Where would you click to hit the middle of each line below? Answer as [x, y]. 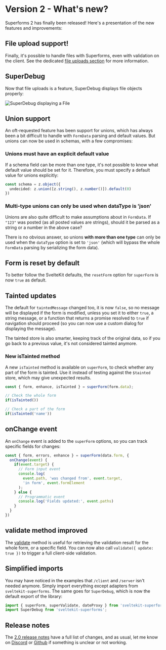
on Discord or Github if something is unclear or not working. [66, 643]
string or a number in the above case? [44, 227]
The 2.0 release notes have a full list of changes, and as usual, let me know [82, 637]
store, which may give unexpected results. [48, 377]
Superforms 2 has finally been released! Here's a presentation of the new [80, 23]
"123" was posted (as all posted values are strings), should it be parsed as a [82, 222]
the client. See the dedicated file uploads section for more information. [77, 61]
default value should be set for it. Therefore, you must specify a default [78, 170]
